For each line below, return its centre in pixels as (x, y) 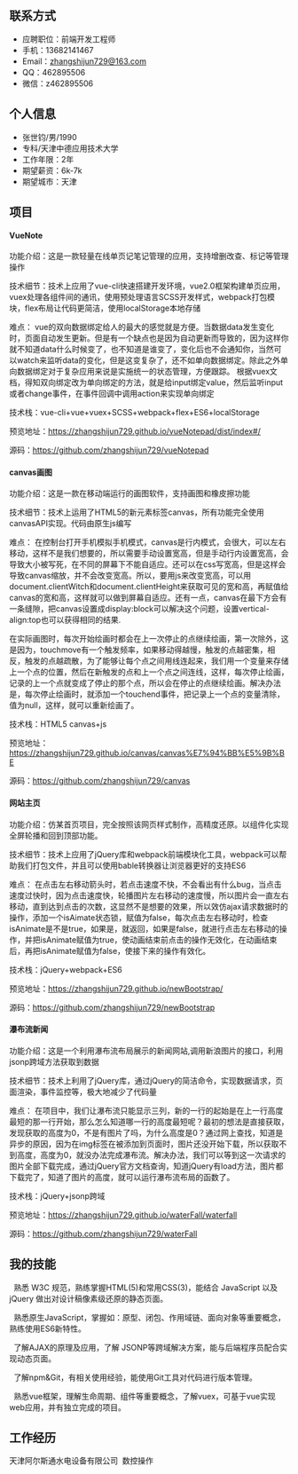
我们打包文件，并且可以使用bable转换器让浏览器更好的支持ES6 (131, 865)
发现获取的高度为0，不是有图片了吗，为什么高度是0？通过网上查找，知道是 (146, 1132)
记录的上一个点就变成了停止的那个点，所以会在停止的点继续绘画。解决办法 (145, 683)
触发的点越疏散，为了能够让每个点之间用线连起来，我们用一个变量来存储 (157, 661)
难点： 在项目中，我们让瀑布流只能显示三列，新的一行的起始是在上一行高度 (146, 1110)
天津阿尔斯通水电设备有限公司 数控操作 (81, 1461)
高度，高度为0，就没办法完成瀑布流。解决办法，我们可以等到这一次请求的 (151, 1155)
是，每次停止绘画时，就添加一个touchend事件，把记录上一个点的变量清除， (147, 694)
